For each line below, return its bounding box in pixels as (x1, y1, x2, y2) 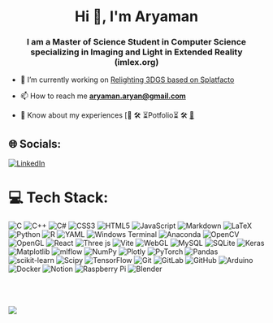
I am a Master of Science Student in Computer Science (27, 37, 246, 48)
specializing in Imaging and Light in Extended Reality (30, 46, 243, 58)
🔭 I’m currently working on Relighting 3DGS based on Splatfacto (19, 75, 235, 84)
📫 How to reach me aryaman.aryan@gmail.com (19, 91, 187, 101)
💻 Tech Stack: (8, 188, 109, 207)
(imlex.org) (114, 57, 159, 68)
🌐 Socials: (8, 137, 62, 151)
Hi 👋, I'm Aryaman (74, 7, 199, 26)
